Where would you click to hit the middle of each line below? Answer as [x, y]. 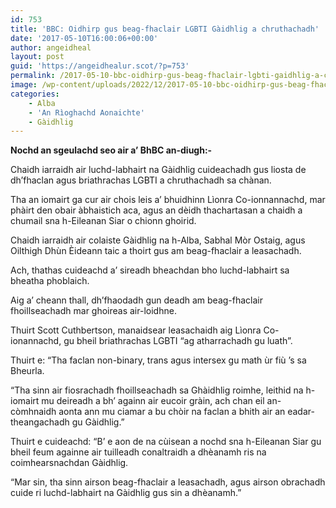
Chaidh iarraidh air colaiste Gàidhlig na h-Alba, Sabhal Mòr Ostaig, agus [158, 240]
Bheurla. [27, 371]
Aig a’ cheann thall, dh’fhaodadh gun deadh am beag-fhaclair [137, 300]
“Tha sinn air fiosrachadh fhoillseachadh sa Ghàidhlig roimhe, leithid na [157, 390]
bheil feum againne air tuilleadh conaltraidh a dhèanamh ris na [138, 452]
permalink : [33, 76]
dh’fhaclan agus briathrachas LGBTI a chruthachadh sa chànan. [141, 180]
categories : [35, 94]
